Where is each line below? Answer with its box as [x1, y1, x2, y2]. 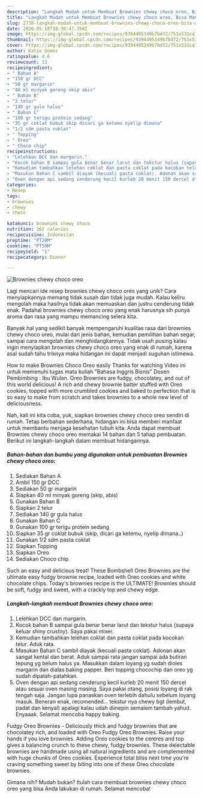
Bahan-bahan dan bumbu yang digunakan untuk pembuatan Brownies [7, 451, 188, 458]
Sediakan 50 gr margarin [15, 485, 77, 492]
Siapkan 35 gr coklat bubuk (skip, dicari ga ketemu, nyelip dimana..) [15, 530, 183, 537]
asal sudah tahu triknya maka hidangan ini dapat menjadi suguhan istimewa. [7, 350, 195, 357]
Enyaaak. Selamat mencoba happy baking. [15, 711, 121, 718]
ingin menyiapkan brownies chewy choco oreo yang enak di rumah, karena [7, 343, 192, 351]
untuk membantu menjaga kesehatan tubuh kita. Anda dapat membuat [7, 425, 180, 432]
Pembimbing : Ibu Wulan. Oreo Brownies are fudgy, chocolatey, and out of [7, 375, 190, 382]
